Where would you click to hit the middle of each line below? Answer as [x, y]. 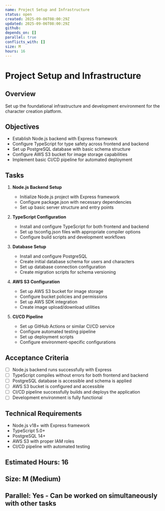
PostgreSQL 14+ [29, 436]
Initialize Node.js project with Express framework [70, 197]
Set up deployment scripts [47, 337]
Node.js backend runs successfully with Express [62, 369]
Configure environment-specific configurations [68, 342]
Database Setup [29, 247]
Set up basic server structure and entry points [67, 207]
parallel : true [21, 38]
